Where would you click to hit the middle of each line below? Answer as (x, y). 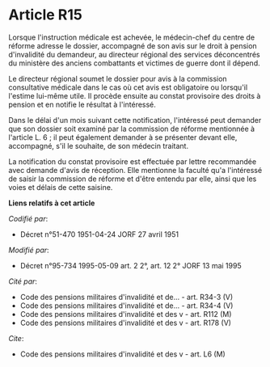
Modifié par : (29, 250)
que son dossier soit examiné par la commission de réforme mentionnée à (132, 129)
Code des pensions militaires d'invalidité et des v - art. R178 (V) (126, 323)
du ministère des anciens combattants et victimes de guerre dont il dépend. (134, 63)
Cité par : (23, 281)
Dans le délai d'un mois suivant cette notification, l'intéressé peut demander (135, 120)
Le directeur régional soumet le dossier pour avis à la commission (118, 78)
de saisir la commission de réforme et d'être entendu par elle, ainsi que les (133, 179)
